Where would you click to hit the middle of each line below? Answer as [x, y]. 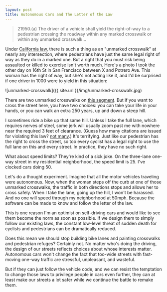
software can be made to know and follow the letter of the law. [69, 203]
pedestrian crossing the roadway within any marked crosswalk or [84, 34]
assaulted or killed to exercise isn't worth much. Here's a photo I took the [80, 65]
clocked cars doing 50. [29, 167]
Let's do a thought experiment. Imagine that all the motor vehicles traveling [82, 176]
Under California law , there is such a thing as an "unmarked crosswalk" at [81, 49]
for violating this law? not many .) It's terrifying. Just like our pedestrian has [82, 136]
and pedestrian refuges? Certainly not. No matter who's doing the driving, [81, 243]
